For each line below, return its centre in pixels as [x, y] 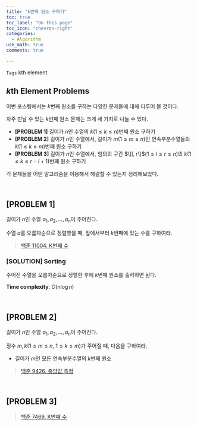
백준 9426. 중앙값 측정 [47, 371]
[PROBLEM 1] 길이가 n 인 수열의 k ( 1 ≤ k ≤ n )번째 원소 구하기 [85, 131]
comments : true [25, 51]
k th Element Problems [48, 91]
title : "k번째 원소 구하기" [37, 12]
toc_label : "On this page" [40, 23]
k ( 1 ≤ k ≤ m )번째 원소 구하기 [48, 146]
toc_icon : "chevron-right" [40, 28]
